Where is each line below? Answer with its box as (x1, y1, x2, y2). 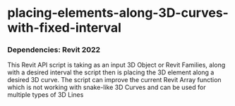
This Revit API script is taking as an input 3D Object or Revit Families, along (7, 61, 226, 69)
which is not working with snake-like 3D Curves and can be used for (7, 83, 206, 92)
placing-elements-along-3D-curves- (7, 5, 229, 21)
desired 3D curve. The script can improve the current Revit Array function (7, 76, 222, 84)
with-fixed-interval (7, 20, 122, 36)
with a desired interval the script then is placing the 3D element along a (7, 68, 215, 77)
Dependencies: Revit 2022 (7, 45, 101, 55)
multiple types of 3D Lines (7, 91, 84, 99)
